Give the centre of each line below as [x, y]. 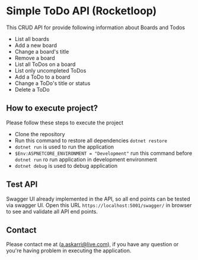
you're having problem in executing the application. [69, 250]
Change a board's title [42, 51]
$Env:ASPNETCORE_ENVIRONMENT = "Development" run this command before [103, 153]
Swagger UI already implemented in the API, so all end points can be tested [98, 199]
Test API [22, 185]
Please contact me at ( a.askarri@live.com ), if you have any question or [92, 245]
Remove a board [35, 58]
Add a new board [36, 45]
